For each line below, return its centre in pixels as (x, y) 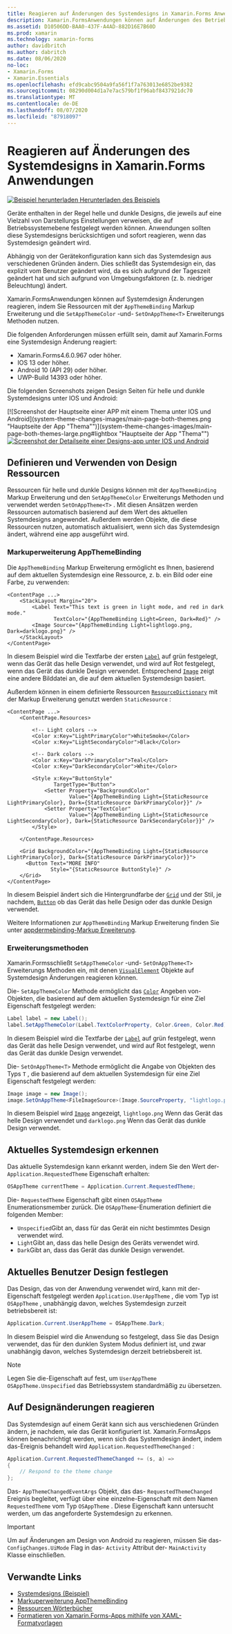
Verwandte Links (44, 1577)
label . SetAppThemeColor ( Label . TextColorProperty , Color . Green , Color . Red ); (118, 1025)
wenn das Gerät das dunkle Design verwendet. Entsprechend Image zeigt (111, 671)
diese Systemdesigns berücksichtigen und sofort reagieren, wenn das (107, 235)
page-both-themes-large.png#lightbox (62, 433)
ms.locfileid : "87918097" (44, 116)
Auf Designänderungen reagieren (81, 1407)
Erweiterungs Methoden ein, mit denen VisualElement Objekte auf (101, 970)
